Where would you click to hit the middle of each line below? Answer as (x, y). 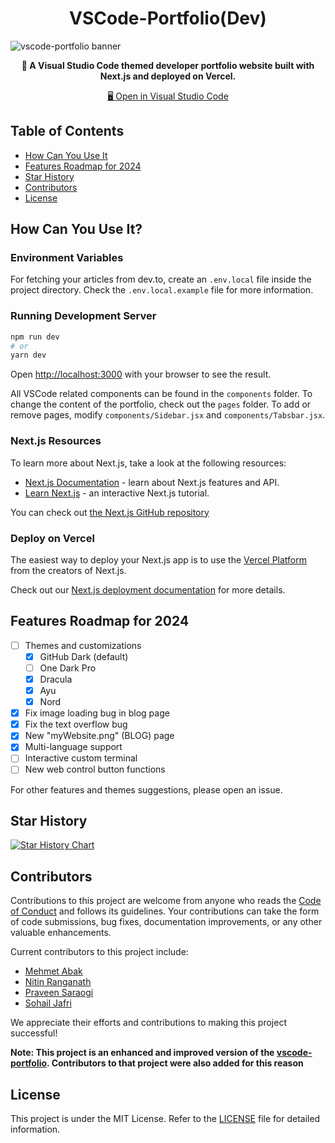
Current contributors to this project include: (99, 952)
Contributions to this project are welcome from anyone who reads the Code (166, 901)
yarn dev (28, 355)
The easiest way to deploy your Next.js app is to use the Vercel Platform (159, 559)
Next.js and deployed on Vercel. (168, 76)
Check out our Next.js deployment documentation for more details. (148, 589)
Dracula (56, 679)
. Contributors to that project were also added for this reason (175, 1063)
